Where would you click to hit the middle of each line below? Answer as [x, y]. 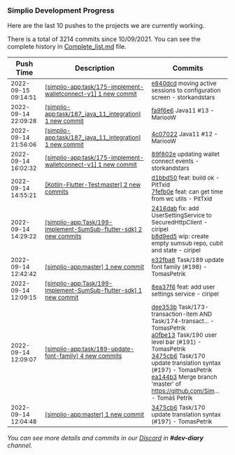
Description [95, 68]
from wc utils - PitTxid [182, 199]
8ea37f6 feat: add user [183, 287]
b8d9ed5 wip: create [180, 237]
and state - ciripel [176, 251]
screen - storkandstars [183, 97]
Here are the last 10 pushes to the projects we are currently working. [106, 26]
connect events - [175, 161]
